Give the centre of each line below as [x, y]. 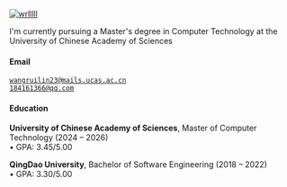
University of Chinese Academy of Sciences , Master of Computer [133, 128]
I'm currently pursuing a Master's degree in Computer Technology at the [143, 31]
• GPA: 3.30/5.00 [41, 174]
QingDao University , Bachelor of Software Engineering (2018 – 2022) [139, 165]
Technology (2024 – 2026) [59, 138]
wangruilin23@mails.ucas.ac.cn [68, 81]
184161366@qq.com [42, 89]
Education [29, 108]
